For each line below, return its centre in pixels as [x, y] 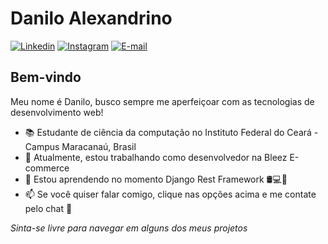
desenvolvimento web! [57, 112]
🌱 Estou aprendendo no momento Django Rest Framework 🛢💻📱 [156, 179]
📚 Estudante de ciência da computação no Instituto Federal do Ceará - [171, 132]
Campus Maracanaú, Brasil [80, 146]
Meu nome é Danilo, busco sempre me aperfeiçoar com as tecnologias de [162, 101]
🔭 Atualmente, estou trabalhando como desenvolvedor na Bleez [156, 157]
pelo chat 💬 [48, 208]
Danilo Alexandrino [91, 18]
